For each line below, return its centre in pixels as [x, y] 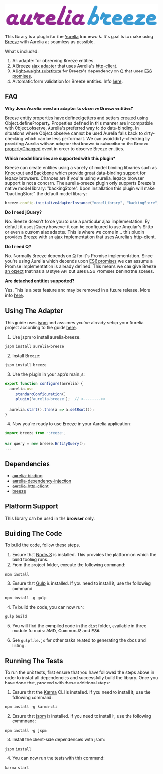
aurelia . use [22, 389]
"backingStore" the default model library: [46, 193]
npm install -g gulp [26, 598]
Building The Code [33, 533]
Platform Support [32, 507]
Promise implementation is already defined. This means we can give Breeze [81, 266]
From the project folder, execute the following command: [69, 565]
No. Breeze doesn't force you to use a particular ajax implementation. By [78, 222]
